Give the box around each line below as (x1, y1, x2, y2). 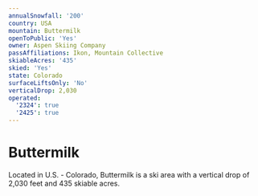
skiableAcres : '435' (8, 57, 78, 65)
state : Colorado (8, 71, 63, 80)
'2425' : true (15, 109, 59, 117)
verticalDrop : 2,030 (8, 86, 78, 95)
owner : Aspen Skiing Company (8, 42, 106, 50)
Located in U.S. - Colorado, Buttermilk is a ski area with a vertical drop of (8, 169, 250, 179)
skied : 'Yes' (8, 64, 52, 72)
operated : (8, 94, 42, 102)
